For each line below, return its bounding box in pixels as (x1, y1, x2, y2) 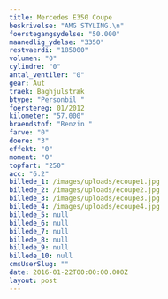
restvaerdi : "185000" (9, 46, 89, 55)
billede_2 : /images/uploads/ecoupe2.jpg (9, 186, 161, 195)
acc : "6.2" (9, 169, 50, 178)
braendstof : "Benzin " (9, 120, 93, 129)
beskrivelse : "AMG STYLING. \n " (9, 21, 125, 30)
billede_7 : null (9, 226, 69, 235)
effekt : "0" (9, 144, 53, 153)
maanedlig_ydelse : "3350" (9, 37, 104, 47)
